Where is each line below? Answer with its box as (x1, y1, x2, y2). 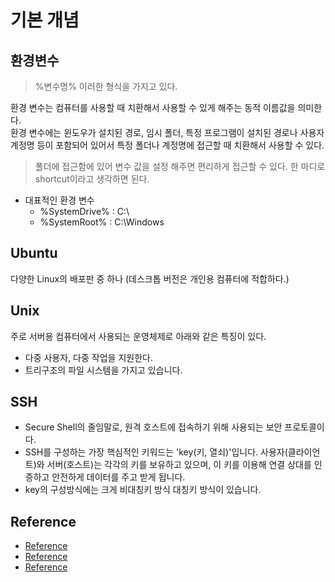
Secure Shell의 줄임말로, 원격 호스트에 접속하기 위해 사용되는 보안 (24, 421, 283, 433)
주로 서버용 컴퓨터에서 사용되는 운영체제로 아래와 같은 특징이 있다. (10, 330, 267, 342)
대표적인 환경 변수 (24, 194, 95, 206)
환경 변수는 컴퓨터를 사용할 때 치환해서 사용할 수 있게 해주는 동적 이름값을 (10, 102, 296, 113)
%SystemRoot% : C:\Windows (39, 216, 165, 228)
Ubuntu (10, 245, 58, 262)
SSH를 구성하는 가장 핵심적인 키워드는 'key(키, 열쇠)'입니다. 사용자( (24, 446, 288, 458)
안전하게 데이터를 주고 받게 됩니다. (51, 471, 186, 483)
